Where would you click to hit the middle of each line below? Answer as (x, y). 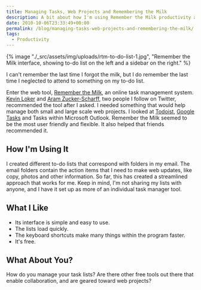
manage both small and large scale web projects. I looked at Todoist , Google (100, 112)
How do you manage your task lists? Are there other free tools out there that (100, 274)
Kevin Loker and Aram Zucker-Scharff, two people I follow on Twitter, (91, 99)
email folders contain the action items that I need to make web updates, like (99, 170)
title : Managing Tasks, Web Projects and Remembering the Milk (87, 12)
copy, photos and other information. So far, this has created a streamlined (97, 176)
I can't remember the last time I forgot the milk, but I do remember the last (97, 74)
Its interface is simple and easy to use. (62, 222)
